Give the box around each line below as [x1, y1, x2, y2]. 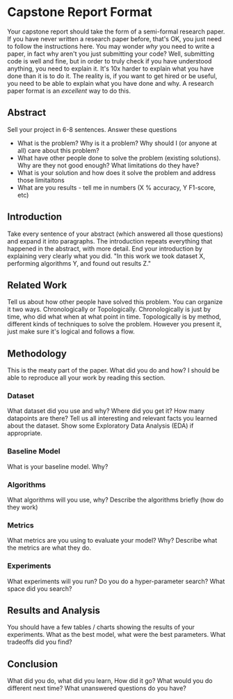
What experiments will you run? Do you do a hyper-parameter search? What [7, 577, 225, 585]
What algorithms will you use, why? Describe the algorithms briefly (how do [7, 496, 224, 504]
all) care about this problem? [17, 146, 99, 154]
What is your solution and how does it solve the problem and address [17, 168, 216, 176]
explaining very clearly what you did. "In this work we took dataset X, [7, 252, 205, 260]
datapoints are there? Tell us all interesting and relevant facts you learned [7, 414, 218, 423]
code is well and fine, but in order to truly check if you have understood [7, 57, 212, 65]
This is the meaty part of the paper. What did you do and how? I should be [7, 366, 220, 375]
